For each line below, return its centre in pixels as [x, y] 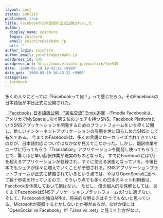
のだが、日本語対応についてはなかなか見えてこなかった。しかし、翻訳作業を [81, 143]
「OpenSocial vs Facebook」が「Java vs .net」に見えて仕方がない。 [74, 210]
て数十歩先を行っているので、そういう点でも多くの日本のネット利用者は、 [80, 180]
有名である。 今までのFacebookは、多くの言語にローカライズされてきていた [81, 137]
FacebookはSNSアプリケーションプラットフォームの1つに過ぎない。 [86, 192]
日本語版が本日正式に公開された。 [39, 102]
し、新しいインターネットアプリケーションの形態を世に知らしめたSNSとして [82, 131]
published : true [21, 18]
